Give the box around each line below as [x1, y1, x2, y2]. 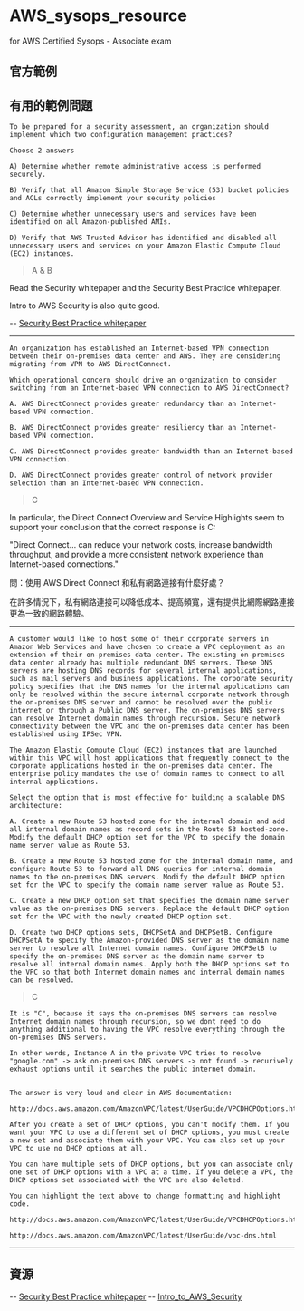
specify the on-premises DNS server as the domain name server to [9, 952, 265, 961]
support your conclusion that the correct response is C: [9, 522, 216, 533]
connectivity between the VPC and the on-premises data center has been [9, 722, 290, 731]
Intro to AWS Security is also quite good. [9, 300, 160, 311]
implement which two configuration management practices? [9, 131, 233, 140]
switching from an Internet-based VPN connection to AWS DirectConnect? [9, 384, 290, 393]
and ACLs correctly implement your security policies [9, 194, 217, 203]
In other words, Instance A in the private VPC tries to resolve [9, 1049, 261, 1058]
